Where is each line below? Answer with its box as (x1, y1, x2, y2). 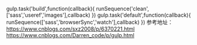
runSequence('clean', (96, 5, 149, 12)
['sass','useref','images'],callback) (6, 11, 90, 19)
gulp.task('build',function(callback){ (6, 5, 95, 12)
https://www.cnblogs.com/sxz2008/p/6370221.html (6, 25, 135, 32)
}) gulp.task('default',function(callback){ (91, 11, 191, 19)
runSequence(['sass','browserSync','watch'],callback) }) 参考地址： (6, 19, 174, 26)
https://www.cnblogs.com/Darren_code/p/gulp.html (6, 32, 134, 38)
